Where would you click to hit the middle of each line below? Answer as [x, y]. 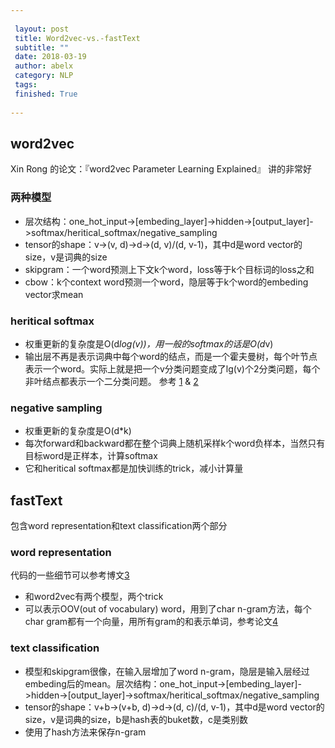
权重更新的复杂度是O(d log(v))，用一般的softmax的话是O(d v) [149, 343]
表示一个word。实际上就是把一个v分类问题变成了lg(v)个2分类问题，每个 [172, 368]
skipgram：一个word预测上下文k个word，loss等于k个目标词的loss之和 [169, 269]
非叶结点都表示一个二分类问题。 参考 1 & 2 [111, 381]
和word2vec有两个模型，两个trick [94, 597]
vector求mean [54, 294]
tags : [26, 85]
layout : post [42, 29]
